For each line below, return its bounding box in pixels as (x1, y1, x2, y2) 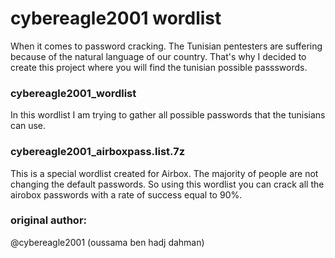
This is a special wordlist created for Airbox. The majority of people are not (10, 167, 319, 179)
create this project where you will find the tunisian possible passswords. (10, 61, 308, 73)
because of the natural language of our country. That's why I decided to (10, 50, 307, 62)
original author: (10, 213, 88, 227)
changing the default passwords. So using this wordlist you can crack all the (10, 178, 325, 190)
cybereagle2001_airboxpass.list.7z (10, 145, 186, 159)
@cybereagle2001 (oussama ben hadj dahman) (10, 236, 205, 248)
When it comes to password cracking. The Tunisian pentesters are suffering (10, 40, 323, 52)
